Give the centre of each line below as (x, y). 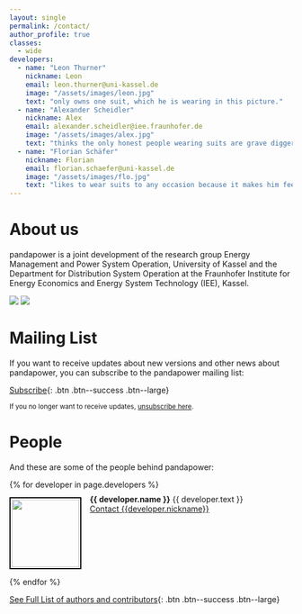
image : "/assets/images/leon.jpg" (90, 93)
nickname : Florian (60, 160)
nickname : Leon (54, 77)
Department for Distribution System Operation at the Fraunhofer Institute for (150, 274)
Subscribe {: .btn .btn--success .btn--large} (89, 390)
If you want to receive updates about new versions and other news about (145, 363)
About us (44, 230)
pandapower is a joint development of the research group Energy (130, 255)
